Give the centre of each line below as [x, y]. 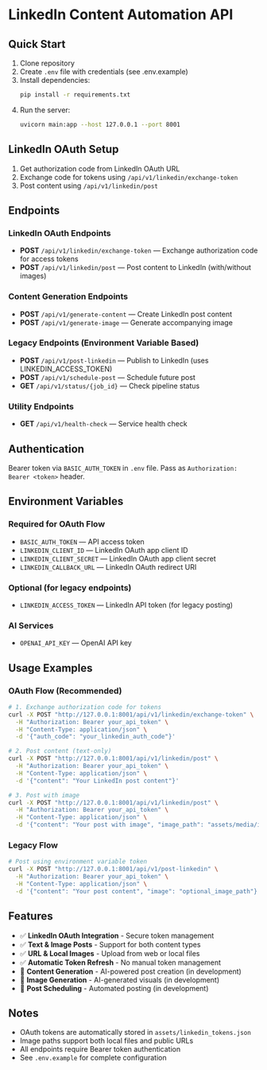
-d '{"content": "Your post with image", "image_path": [110, 825]
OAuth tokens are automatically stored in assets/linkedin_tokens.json [135, 1033]
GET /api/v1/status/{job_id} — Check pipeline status [110, 386]
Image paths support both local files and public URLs [106, 1041]
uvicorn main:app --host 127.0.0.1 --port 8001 [100, 124]
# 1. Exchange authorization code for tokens [85, 707]
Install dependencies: [55, 80]
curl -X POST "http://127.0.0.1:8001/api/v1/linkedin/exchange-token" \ [131, 715]
